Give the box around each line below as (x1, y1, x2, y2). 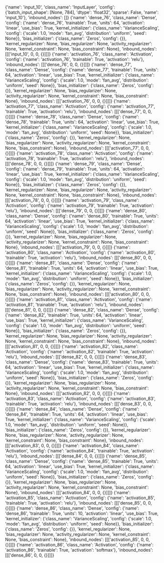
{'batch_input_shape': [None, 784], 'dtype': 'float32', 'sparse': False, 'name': (5, 9, 159, 15)
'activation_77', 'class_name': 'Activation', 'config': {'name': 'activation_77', (5, 103, 155, 109)
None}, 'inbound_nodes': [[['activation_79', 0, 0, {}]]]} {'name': (5, 244, 131, 250)
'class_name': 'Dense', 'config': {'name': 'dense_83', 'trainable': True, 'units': (5, 359, 159, 365)
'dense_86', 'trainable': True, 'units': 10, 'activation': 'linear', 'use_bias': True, (5, 510, 159, 516)
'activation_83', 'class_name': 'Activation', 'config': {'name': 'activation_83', (5, 395, 156, 401)
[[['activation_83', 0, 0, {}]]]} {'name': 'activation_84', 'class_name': (5, 443, 140, 449)
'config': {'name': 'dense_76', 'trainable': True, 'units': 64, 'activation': (5, 20, 145, 26)
